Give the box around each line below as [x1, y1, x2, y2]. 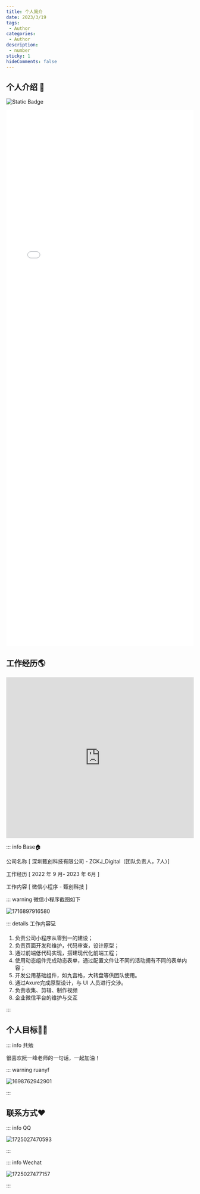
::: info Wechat [6, 1159, 42, 1166]
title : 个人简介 [6, 8, 43, 15]
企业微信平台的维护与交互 [14, 994, 78, 1001]
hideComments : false [6, 58, 58, 64]
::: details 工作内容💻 [6, 920, 57, 927]
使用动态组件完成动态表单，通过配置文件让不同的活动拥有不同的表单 [14, 957, 182, 964]
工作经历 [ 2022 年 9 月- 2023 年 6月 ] [6, 871, 100, 878]
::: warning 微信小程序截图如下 [6, 896, 81, 903]
